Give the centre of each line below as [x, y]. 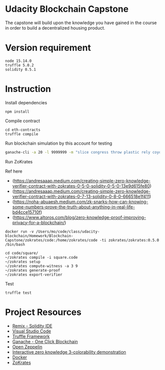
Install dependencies [26, 102]
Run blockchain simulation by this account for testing [59, 143]
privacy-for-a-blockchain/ [38, 222]
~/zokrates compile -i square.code [41, 257]
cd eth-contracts [23, 130]
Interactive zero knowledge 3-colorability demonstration [69, 352]
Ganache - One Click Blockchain [45, 341]
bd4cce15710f [26, 212]
